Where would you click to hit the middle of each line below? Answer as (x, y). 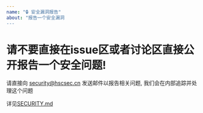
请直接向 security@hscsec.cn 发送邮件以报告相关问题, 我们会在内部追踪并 (99, 83)
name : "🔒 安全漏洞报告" (34, 12)
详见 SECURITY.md (30, 104)
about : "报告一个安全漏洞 (36, 18)
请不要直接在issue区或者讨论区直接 (95, 50)
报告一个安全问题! (62, 65)
